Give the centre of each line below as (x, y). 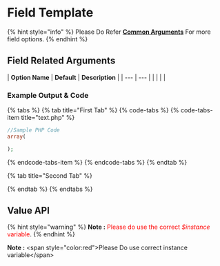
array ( (17, 136)
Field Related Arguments (61, 61)
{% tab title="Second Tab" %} (50, 175)
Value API (29, 211)
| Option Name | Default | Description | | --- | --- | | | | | (86, 77)
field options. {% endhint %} (48, 39)
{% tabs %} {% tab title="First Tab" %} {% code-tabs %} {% (93, 110)
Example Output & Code (48, 95)
